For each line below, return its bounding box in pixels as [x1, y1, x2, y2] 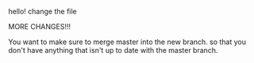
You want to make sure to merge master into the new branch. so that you [8, 37, 246, 46]
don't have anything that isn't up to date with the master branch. [8, 46, 218, 54]
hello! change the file [8, 7, 77, 16]
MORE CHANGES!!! [8, 22, 71, 31]
